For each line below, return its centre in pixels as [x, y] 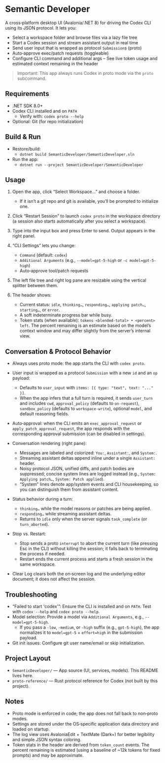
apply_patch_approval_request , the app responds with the [71, 429]
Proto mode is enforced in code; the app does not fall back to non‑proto [85, 713]
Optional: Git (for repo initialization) [48, 121]
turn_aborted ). [34, 524]
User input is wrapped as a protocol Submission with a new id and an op [85, 373]
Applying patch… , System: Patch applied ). [62, 479]
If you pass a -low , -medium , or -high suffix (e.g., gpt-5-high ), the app [89, 627]
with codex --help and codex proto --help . [56, 612]
